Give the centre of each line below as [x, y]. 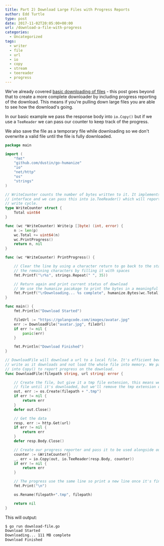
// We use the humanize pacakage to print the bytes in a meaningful [86, 289]
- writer [18, 46]
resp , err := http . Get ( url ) [42, 423]
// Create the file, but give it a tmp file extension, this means [84, 382]
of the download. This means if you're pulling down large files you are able [80, 102]
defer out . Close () [32, 409]
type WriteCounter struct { [34, 208]
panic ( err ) [34, 333]
